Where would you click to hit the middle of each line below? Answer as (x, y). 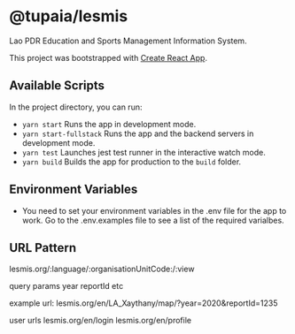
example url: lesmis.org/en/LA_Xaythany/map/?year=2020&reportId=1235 (144, 303)
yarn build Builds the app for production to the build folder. (132, 162)
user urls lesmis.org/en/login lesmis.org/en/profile (101, 321)
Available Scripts (57, 86)
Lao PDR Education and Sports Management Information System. (128, 41)
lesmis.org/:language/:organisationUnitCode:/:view (102, 269)
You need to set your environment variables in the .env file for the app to (154, 210)
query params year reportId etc (66, 286)
